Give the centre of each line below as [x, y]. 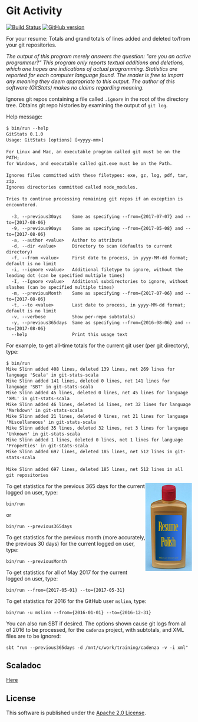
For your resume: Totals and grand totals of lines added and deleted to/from [98, 38]
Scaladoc [24, 666]
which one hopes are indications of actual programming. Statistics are [92, 68]
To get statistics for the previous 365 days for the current [76, 486]
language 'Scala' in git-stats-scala [52, 375]
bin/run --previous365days [39, 526]
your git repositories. [32, 45]
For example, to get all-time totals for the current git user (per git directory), [98, 345]
